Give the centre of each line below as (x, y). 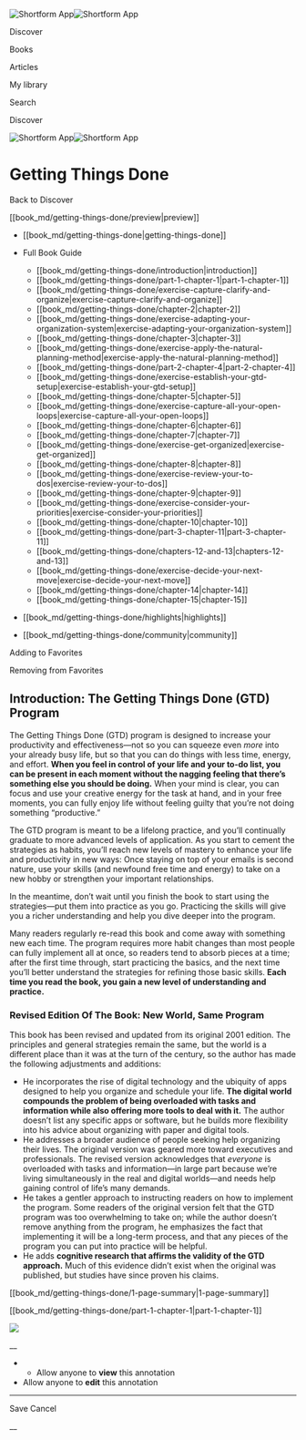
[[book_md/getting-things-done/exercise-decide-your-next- (149, 571)
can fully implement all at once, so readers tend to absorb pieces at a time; (150, 952)
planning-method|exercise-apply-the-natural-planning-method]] (158, 357)
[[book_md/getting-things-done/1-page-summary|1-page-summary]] (139, 1293)
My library (29, 85)
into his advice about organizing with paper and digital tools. (136, 1130)
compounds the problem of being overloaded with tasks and (139, 1101)
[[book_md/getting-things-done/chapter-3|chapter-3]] (138, 338)
